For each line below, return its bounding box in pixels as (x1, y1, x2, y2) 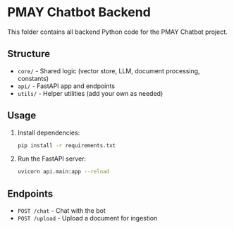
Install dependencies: (17, 128, 80, 137)
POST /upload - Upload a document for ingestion (17, 214, 158, 223)
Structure (7, 48, 51, 60)
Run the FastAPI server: (17, 154, 87, 163)
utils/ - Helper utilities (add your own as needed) (17, 89, 164, 97)
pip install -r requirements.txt (17, 142, 116, 149)
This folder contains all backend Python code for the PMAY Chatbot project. (7, 27, 228, 36)
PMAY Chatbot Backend (7, 4, 152, 20)
